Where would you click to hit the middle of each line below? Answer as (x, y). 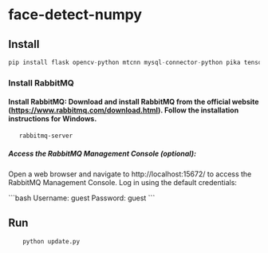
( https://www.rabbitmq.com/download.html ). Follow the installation (124, 110)
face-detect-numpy (75, 15)
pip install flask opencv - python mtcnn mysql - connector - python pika (124, 62)
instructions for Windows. (53, 119)
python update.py (51, 241)
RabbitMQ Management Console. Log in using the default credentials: (123, 182)
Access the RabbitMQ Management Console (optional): (102, 154)
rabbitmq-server (46, 136)
